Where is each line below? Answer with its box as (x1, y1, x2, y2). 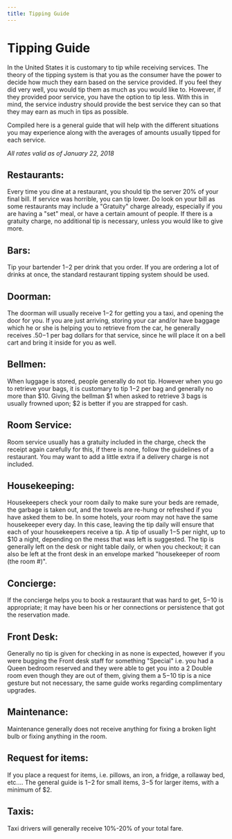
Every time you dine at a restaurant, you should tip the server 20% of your (7, 188, 219, 196)
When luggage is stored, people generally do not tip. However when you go (7, 376, 223, 385)
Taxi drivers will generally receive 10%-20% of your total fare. (7, 824, 184, 832)
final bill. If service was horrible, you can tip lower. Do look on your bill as (7, 195, 216, 203)
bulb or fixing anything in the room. (7, 732, 107, 740)
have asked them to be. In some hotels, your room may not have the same (7, 513, 218, 522)
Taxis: (7, 806, 35, 817)
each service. (7, 135, 46, 144)
